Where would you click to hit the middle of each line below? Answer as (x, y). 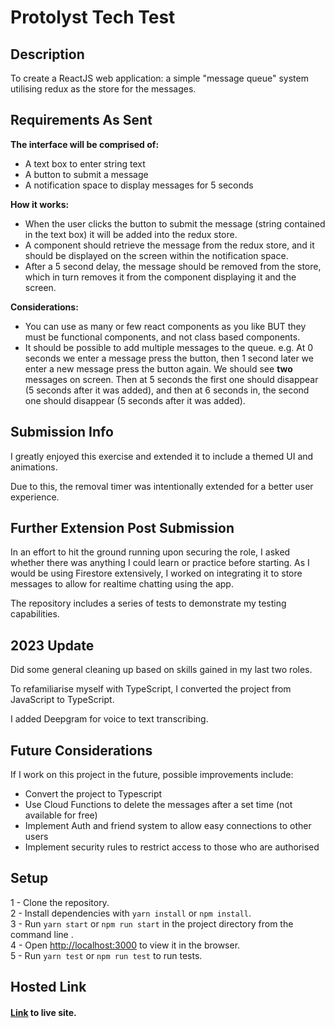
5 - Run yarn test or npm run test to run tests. (106, 955)
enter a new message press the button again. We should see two (158, 368)
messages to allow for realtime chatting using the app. (122, 584)
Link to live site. (43, 1012)
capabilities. (35, 614)
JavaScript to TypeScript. (62, 700)
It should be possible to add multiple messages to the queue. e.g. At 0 (169, 347)
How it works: (40, 204)
